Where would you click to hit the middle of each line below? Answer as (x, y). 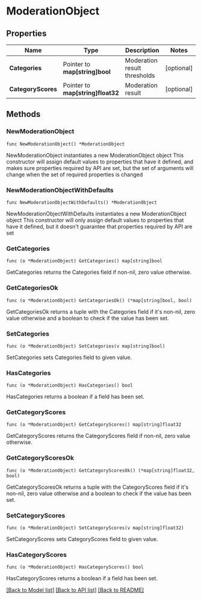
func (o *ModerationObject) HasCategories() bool (70, 385)
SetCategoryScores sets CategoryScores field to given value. (82, 539)
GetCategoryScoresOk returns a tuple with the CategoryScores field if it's (97, 487)
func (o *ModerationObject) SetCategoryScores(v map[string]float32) (95, 528)
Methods (23, 114)
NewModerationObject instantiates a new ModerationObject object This (95, 155)
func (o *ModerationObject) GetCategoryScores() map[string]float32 (94, 425)
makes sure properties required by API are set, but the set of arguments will (100, 168)
